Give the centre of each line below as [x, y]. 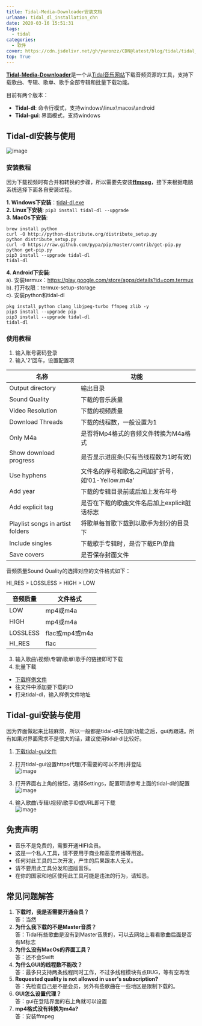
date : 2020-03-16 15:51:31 [40, 23]
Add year [22, 491]
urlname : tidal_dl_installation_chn [52, 17]
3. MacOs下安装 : [27, 217]
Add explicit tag [31, 507]
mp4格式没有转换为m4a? [47, 1009]
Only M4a [23, 438]
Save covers [27, 555]
